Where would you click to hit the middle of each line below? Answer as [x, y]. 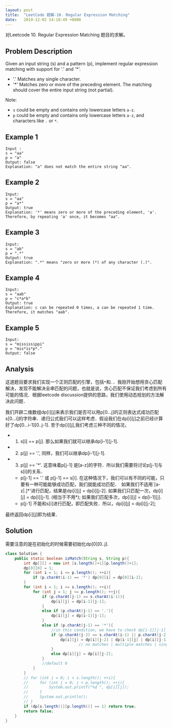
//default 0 [55, 663]
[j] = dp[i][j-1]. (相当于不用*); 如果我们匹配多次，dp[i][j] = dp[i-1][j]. [91, 497]
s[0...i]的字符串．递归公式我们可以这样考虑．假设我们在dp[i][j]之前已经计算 [84, 418]
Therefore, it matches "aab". [38, 312]
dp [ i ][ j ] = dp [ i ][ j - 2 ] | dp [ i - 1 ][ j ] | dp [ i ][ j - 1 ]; [115, 640]
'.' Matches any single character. [47, 79]
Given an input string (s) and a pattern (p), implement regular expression [82, 64]
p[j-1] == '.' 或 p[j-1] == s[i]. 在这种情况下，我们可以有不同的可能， [90, 478]
